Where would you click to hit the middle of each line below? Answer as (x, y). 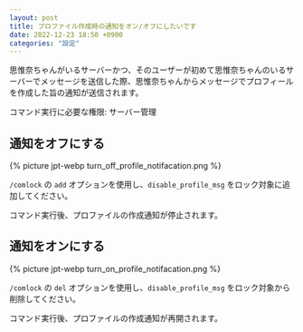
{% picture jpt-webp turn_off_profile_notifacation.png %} (115, 166)
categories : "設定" (45, 43)
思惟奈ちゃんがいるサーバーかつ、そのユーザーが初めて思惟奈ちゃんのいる (148, 70)
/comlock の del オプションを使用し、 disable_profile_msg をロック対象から (150, 288)
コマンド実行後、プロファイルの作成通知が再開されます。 (116, 317)
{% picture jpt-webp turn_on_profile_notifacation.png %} (115, 269)
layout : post (34, 18)
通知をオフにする (57, 143)
